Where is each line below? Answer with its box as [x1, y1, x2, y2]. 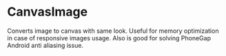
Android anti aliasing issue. [7, 41, 84, 49]
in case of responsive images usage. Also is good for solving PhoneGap [7, 33, 212, 42]
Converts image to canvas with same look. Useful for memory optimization [7, 27, 219, 35]
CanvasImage [7, 4, 88, 20]
